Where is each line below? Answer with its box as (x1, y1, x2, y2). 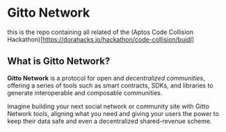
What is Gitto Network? (7, 56, 111, 67)
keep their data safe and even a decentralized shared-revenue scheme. (7, 117, 212, 125)
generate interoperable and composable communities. (7, 88, 163, 97)
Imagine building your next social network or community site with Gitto (7, 102, 210, 110)
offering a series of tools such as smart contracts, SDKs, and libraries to (7, 81, 213, 90)
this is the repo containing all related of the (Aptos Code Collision (7, 28, 194, 36)
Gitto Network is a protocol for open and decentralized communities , (7, 74, 205, 82)
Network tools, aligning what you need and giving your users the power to (7, 109, 219, 117)
